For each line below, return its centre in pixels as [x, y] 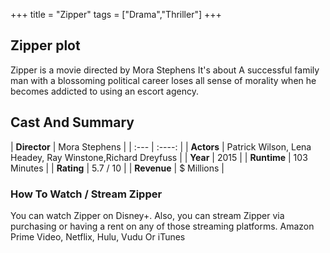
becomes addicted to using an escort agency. [104, 91]
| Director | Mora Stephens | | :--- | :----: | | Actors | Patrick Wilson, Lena [161, 146]
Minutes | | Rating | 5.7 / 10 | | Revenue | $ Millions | [117, 168]
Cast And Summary [72, 122]
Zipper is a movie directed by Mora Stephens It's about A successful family [165, 70]
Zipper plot [45, 45]
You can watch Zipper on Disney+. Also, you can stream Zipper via [147, 215]
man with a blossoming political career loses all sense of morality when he [163, 80]
